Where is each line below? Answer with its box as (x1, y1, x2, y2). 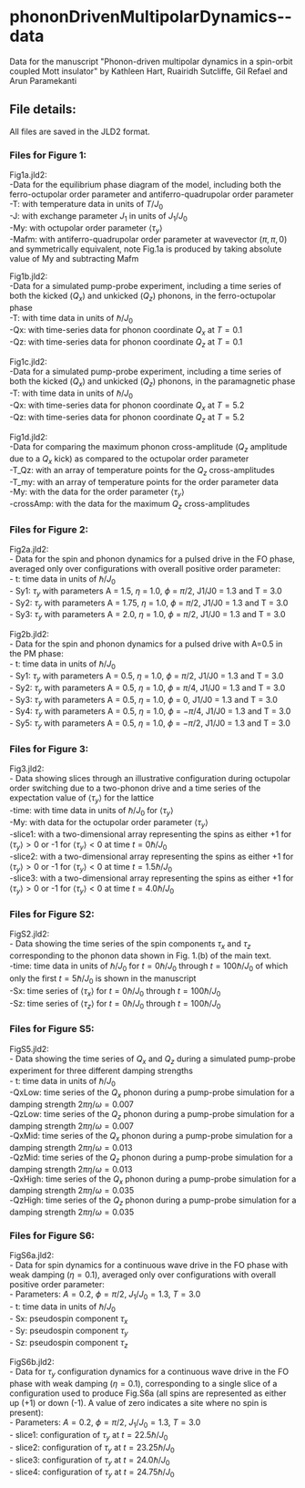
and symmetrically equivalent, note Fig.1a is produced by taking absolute (9, 243, 282, 254)
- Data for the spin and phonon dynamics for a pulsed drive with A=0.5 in (9, 638, 283, 649)
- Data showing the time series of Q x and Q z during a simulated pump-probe (9, 1053, 296, 1066)
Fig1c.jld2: (9, 356, 47, 367)
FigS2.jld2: (9, 928, 50, 940)
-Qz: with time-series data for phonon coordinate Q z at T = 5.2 (9, 412, 245, 425)
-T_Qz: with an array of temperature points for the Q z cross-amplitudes (9, 465, 275, 478)
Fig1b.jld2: (9, 271, 48, 282)
